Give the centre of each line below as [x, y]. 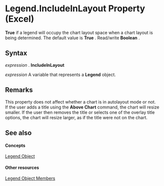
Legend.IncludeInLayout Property [75, 9]
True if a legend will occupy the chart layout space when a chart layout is [79, 32]
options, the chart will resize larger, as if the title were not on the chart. [76, 117]
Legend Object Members [30, 178]
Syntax [16, 53]
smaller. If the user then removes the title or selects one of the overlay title [80, 112]
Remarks [19, 90]
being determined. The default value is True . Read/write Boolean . [73, 38]
